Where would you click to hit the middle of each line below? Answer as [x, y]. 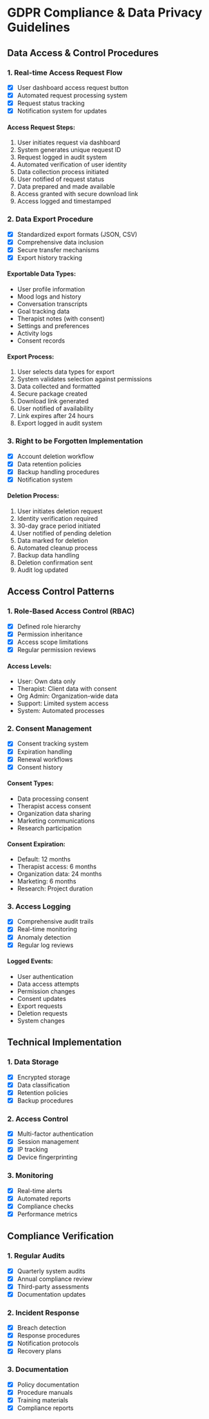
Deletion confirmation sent [55, 563]
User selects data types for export [66, 372]
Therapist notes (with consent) [61, 318]
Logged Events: [30, 961]
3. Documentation [38, 1369]
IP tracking [32, 1150]
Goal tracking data [43, 312]
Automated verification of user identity [72, 164]
